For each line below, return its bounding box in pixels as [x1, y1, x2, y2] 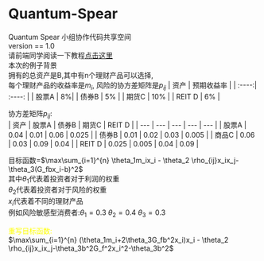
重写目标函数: [8, 226, 53, 236]
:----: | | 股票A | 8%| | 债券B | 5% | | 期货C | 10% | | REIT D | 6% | [8, 92, 220, 101]
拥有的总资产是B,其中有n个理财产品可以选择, [8, 70, 153, 80]
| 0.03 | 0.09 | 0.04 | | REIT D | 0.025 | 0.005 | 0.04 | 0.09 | [8, 138, 199, 148]
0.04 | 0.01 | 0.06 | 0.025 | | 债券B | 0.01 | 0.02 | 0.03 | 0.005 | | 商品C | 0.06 [8, 130, 255, 139]
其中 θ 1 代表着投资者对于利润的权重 [8, 173, 120, 185]
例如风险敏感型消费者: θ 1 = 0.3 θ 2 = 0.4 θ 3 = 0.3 [8, 208, 166, 219]
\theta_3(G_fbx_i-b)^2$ [8, 164, 83, 173]
